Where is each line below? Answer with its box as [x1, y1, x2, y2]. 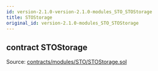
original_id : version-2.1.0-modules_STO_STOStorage [6, 20, 139, 26]
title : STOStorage [6, 14, 52, 20]
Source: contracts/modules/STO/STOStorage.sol [6, 58, 127, 66]
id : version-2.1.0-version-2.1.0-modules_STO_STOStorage [6, 8, 153, 15]
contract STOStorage [6, 42, 87, 52]
